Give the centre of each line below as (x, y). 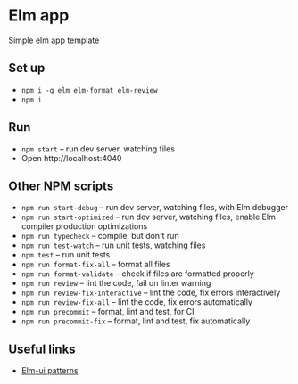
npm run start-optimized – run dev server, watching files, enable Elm (148, 217)
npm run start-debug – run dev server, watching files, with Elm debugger (155, 208)
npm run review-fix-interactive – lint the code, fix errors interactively (151, 293)
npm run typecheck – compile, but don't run (100, 236)
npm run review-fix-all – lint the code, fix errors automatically (137, 302)
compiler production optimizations (84, 226)
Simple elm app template (54, 40)
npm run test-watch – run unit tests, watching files (113, 245)
